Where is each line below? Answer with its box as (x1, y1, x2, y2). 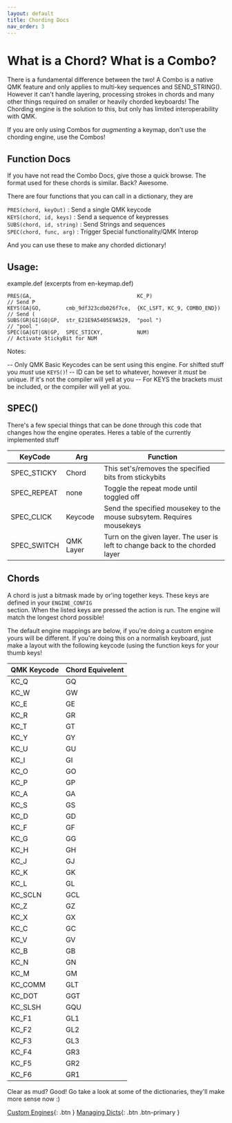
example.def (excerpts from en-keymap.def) (7, 279, 134, 287)
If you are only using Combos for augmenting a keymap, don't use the (7, 126, 206, 134)
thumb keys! (7, 648, 43, 657)
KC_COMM (10, 979, 46, 989)
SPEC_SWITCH (10, 540, 60, 550)
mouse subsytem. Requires (104, 512, 192, 522)
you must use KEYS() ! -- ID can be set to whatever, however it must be (7, 368, 207, 376)
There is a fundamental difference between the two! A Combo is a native (7, 75, 214, 84)
